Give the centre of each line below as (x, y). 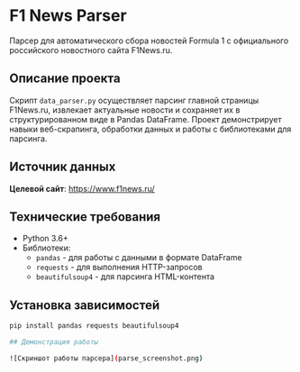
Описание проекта (65, 79)
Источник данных (63, 167)
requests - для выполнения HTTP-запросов (119, 268)
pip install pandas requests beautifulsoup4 (94, 326)
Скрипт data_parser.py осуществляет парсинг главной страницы (134, 100)
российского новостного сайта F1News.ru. (91, 50)
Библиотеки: (46, 248)
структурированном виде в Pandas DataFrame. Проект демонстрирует (145, 119)
